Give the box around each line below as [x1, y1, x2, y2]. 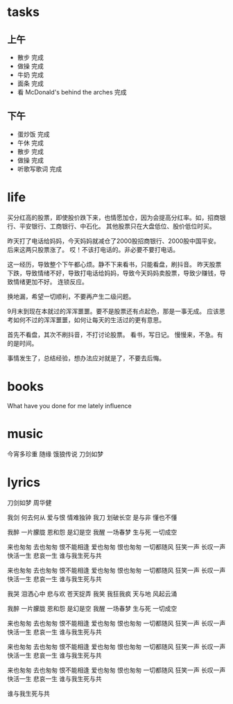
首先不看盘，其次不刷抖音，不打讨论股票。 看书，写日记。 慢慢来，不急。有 [7, 330, 223, 339]
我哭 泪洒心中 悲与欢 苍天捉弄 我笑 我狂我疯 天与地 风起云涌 [7, 589, 178, 598]
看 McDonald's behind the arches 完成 [17, 88, 127, 96]
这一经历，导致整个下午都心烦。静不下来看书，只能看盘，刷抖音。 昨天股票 [7, 260, 222, 268]
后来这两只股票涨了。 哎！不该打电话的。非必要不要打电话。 [7, 245, 179, 253]
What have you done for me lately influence [7, 401, 132, 410]
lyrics [7, 474, 41, 490]
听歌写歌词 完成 [17, 165, 62, 173]
